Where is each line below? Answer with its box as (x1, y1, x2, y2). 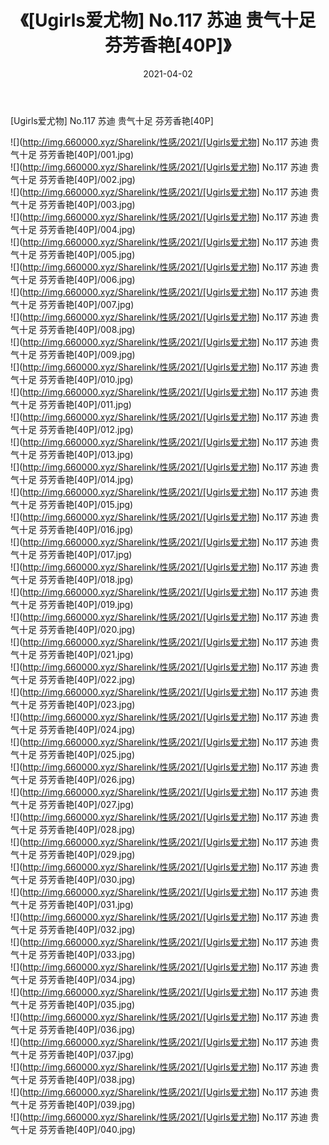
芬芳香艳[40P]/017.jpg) (38, 548, 133, 560)
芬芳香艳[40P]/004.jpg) (38, 223, 136, 235)
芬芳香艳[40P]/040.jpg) (38, 1123, 137, 1135)
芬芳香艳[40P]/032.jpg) (38, 923, 136, 935)
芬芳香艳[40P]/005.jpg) (38, 248, 136, 260)
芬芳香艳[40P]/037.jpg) (38, 1048, 135, 1060)
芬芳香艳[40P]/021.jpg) (38, 648, 134, 660)
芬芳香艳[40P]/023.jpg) (38, 698, 136, 710)
